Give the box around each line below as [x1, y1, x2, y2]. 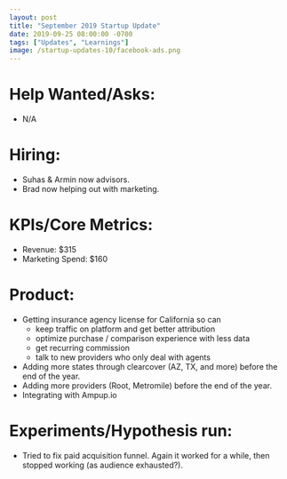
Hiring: [9, 145, 61, 165]
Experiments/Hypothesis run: [9, 421, 233, 441]
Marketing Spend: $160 [21, 253, 108, 264]
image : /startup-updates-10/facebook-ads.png [9, 46, 180, 55]
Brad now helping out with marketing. [21, 184, 160, 194]
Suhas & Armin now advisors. [21, 174, 131, 185]
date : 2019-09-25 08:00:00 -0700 [9, 29, 133, 38]
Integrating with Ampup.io [21, 389, 117, 400]
